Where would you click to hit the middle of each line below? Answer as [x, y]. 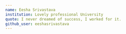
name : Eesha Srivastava [30, 10]
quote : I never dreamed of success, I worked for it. [64, 19]
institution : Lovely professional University [54, 14]
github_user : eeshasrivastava [37, 24]
